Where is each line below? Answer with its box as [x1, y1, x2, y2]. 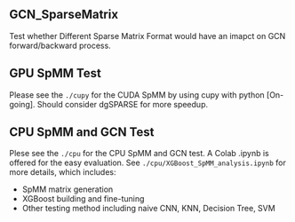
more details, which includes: [9, 167, 117, 178]
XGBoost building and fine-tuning [21, 194, 145, 204]
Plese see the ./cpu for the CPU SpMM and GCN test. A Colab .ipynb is [9, 148, 269, 159]
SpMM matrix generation [21, 184, 114, 194]
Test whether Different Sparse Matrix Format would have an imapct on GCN [9, 30, 286, 41]
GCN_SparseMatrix [9, 7, 118, 22]
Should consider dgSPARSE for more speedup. [36, 99, 209, 109]
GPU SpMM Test [9, 66, 102, 81]
